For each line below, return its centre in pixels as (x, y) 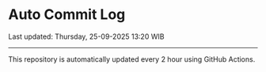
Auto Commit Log (67, 15)
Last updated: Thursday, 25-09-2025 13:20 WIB (86, 36)
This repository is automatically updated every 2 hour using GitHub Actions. (132, 59)
